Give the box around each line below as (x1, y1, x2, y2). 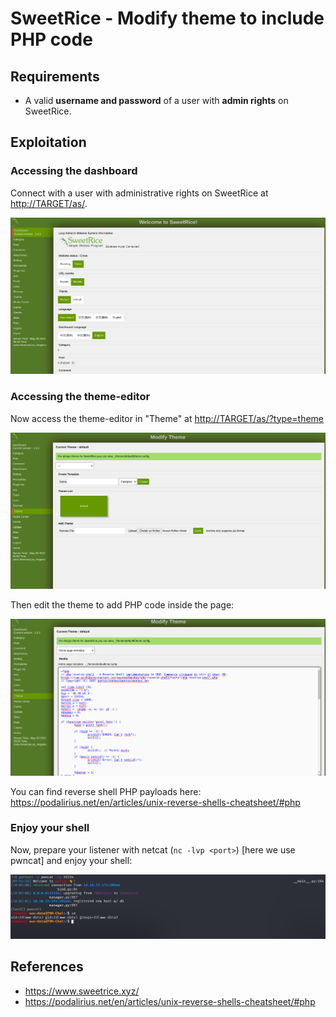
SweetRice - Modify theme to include (10, 7, 325, 30)
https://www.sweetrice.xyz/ (24, 985, 140, 997)
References (10, 958, 84, 976)
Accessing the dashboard (10, 164, 138, 178)
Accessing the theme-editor (10, 390, 151, 404)
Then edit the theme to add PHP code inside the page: (10, 599, 235, 611)
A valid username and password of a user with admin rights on (24, 95, 289, 106)
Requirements (10, 68, 100, 85)
